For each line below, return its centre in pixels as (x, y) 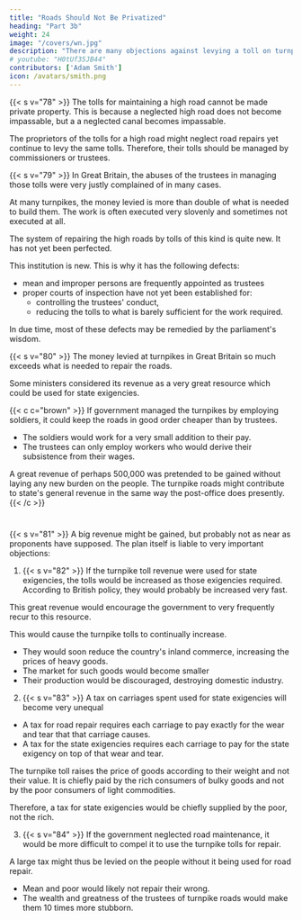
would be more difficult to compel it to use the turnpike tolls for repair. (151, 843)
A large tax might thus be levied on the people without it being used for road (151, 861)
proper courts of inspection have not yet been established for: (137, 293)
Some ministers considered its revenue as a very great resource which (140, 383)
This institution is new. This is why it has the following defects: (124, 266)
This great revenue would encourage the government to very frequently (142, 607)
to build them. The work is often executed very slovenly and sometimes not (148, 212)
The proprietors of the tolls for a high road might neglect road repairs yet (144, 138)
